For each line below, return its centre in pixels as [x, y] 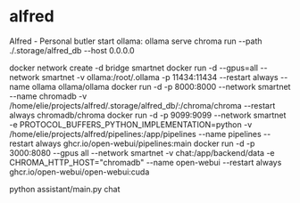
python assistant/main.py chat [65, 189]
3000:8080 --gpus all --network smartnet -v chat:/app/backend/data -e [142, 152]
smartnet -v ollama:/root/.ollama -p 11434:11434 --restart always [160, 77]
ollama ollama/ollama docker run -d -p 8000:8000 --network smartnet [161, 86]
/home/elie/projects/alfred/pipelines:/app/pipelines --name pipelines [135, 134]
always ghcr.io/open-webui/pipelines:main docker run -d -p [145, 143]
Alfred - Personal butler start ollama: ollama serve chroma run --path [136, 41]
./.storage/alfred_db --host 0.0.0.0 [72, 50]
